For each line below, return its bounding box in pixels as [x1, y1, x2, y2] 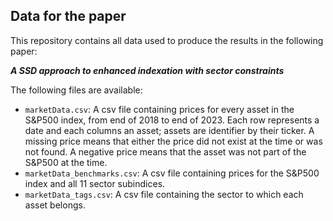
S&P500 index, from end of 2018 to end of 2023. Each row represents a [24, 114, 320, 126]
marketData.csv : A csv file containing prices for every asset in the [24, 103, 295, 115]
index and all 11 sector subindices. [24, 177, 166, 189]
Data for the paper [10, 8, 127, 25]
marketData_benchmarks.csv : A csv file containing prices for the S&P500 [24, 167, 320, 179]
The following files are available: [10, 84, 143, 96]
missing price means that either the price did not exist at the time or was [24, 135, 323, 147]
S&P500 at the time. [24, 156, 108, 168]
